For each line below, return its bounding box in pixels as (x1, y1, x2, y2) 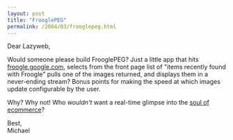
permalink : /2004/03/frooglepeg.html (7, 23, 117, 30)
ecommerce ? (7, 105, 45, 114)
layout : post (7, 10, 45, 17)
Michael (7, 126, 30, 135)
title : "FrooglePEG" (7, 17, 67, 24)
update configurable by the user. (7, 85, 101, 94)
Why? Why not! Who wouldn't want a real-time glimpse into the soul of (7, 98, 210, 107)
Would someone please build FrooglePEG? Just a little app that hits (7, 55, 200, 64)
